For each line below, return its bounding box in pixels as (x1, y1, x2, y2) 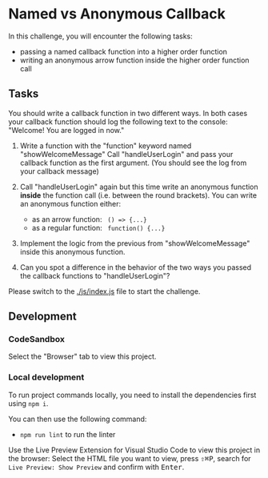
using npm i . (8, 398, 49, 408)
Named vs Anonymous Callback (8, 5, 226, 23)
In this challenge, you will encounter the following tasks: (8, 31, 194, 41)
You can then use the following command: (8, 414, 147, 424)
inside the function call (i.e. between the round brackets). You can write (19, 190, 258, 200)
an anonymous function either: (19, 199, 122, 208)
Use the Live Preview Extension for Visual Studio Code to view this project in (8, 445, 261, 455)
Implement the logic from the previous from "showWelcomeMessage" (19, 238, 250, 248)
